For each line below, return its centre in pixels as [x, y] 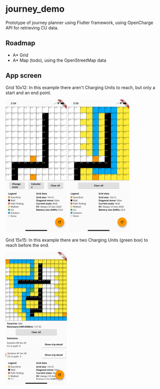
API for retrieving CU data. [32, 27]
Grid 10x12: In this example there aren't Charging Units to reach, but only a [80, 87]
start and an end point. [28, 93]
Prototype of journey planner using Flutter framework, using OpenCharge [80, 23]
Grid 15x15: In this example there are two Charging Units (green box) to [77, 240]
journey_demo [35, 9]
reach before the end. [27, 245]
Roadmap [21, 43]
